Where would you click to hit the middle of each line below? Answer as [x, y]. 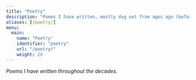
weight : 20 [30, 54]
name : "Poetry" [35, 38]
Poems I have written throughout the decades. [62, 71]
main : [18, 33]
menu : [13, 28]
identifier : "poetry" [43, 44]
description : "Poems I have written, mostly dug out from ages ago [90, 17]
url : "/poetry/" [36, 49]
